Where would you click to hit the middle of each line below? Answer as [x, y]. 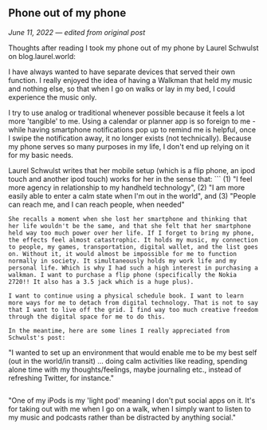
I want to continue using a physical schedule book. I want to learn [126, 296]
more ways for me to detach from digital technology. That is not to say [133, 302]
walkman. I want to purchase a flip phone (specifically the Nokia [123, 274]
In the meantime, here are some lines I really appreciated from [119, 330]
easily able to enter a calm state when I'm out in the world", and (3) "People [132, 195]
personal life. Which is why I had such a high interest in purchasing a [133, 268]
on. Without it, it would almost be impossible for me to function [123, 254]
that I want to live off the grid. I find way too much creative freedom [133, 310]
